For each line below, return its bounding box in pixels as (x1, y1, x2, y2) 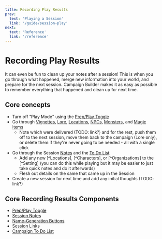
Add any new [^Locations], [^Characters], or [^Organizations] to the (19, 155, 154, 161)
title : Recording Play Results (5, 7, 68, 12)
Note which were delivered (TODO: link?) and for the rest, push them (19, 129, 156, 135)
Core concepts (5, 101, 51, 109)
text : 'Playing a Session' (9, 16, 64, 21)
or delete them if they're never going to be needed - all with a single (19, 139, 155, 145)
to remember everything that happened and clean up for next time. (5, 86, 138, 92)
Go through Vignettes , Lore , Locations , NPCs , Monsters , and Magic (12, 119, 147, 124)
